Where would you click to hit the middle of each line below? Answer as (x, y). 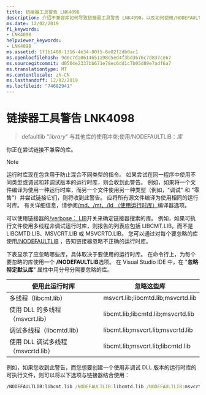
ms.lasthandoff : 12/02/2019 (42, 80)
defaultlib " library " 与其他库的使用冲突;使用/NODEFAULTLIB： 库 (102, 136)
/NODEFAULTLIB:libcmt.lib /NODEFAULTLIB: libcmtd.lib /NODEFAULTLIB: (96, 386)
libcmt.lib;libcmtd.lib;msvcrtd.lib (149, 313)
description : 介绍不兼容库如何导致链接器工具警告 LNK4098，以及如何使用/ (91, 18)
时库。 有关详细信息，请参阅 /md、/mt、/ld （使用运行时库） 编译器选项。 (98, 205)
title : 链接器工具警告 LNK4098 (43, 12)
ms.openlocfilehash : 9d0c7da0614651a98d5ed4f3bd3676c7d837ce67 (89, 58)
